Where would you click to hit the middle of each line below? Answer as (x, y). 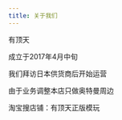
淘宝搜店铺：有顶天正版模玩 (54, 107)
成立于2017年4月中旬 (43, 56)
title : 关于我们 (33, 16)
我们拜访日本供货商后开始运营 (57, 74)
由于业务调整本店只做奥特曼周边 (61, 90)
